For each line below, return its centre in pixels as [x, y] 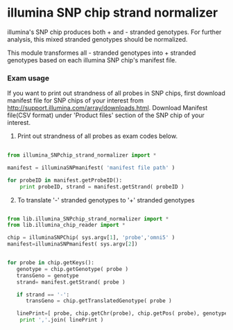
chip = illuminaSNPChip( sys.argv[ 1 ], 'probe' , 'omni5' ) [91, 238]
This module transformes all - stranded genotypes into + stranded [102, 53]
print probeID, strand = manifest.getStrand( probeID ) [102, 186]
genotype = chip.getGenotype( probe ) [72, 269]
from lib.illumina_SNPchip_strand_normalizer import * [88, 219]
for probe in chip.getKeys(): [51, 263]
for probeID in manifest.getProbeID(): [65, 180]
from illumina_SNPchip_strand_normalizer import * [82, 155]
